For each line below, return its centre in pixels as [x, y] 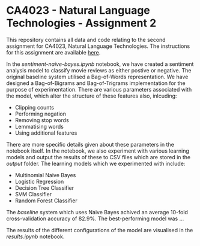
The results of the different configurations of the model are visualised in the [100, 230]
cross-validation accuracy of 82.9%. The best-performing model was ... [95, 218]
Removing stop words [42, 120]
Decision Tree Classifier [44, 188]
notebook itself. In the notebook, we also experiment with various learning [98, 151]
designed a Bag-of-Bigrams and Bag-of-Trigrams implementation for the [96, 83]
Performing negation [40, 114]
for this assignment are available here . [53, 52]
